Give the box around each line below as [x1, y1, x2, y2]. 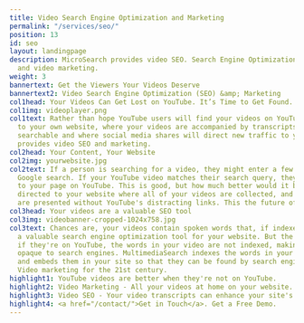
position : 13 [9, 30, 59, 39]
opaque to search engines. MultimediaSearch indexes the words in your [17, 249, 294, 258]
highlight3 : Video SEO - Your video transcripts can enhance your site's [9, 290, 294, 299]
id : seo [9, 38, 39, 48]
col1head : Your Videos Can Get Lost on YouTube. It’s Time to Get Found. [9, 97, 294, 107]
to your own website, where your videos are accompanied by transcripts [17, 123, 298, 132]
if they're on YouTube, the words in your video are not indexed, [17, 241, 273, 250]
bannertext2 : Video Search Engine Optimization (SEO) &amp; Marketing [9, 89, 281, 98]
